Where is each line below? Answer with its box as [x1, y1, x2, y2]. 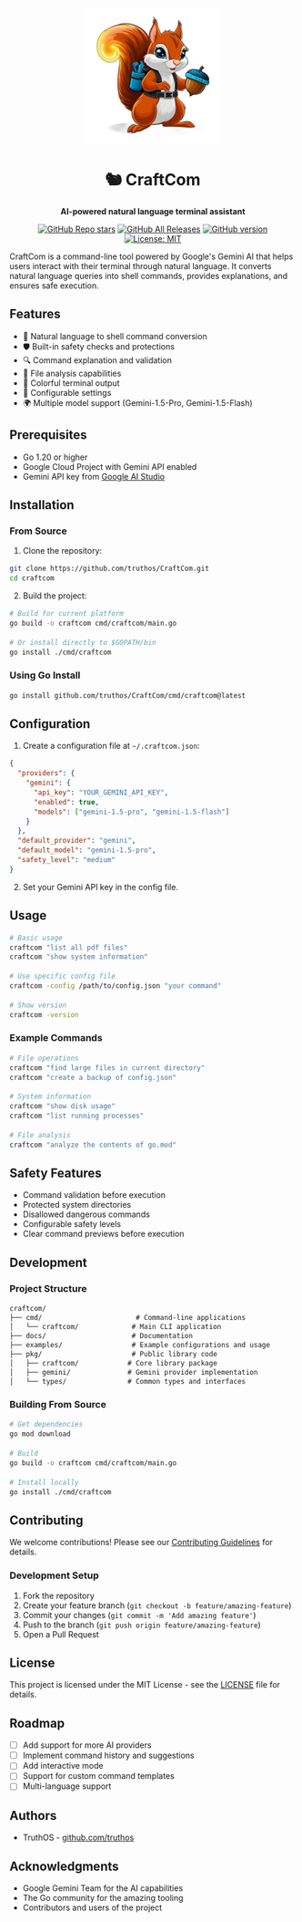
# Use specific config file [9, 971, 116, 982]
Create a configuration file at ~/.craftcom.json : [22, 741, 200, 752]
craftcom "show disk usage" [9, 1102, 116, 1111]
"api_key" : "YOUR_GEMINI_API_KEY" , [33, 787, 169, 797]
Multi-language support [22, 1781, 112, 1792]
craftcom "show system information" [9, 952, 148, 961]
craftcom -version [9, 1010, 79, 1019]
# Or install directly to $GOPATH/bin [9, 638, 156, 647]
